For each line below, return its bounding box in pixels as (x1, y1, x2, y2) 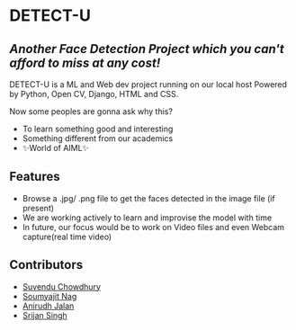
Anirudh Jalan (22, 300, 75, 311)
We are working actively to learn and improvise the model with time (22, 212, 273, 223)
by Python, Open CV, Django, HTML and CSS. (9, 89, 179, 99)
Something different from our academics (22, 133, 174, 144)
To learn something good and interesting (22, 123, 174, 134)
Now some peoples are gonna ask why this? (9, 106, 174, 117)
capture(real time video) (22, 231, 112, 242)
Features (9, 169, 60, 184)
